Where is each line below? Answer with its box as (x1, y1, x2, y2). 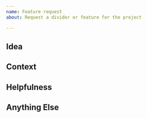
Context (6, 62, 37, 72)
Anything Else (6, 103, 59, 113)
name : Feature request (6, 8, 62, 15)
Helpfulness (6, 82, 52, 92)
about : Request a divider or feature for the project (6, 14, 142, 20)
